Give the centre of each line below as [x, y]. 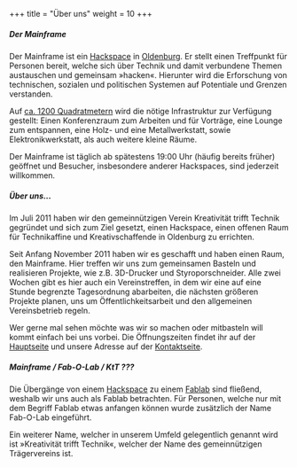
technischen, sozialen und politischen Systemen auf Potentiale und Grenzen [148, 84]
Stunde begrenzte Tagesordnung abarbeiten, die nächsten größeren [134, 292]
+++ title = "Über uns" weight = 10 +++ [81, 14]
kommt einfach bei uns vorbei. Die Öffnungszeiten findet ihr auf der [133, 337]
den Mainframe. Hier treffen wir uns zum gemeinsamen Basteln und [133, 263]
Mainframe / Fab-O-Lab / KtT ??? [72, 367]
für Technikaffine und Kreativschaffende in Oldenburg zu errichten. [132, 237]
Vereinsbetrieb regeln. [50, 310]
